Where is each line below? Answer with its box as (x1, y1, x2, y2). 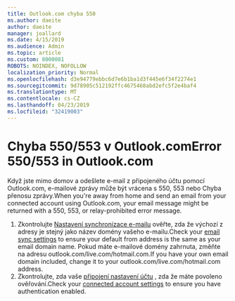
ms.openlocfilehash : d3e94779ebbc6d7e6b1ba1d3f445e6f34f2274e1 (7, 75, 197, 83)
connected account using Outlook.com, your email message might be (7, 199, 209, 207)
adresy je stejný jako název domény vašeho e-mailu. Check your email (17, 227, 220, 236)
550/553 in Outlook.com (7, 153, 153, 169)
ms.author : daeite (7, 17, 61, 24)
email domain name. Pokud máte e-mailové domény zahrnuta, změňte (17, 242, 221, 250)
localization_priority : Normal (7, 69, 99, 76)
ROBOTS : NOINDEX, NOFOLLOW (7, 62, 87, 69)
